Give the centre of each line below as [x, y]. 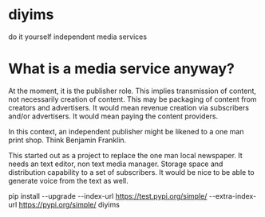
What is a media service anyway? [122, 69]
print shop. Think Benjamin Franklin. [67, 140]
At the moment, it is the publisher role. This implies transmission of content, [132, 91]
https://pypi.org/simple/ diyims [69, 204]
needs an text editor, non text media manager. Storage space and [116, 164]
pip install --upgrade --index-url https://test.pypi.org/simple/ [108, 196]
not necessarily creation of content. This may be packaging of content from [132, 99]
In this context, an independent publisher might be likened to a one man [126, 131]
